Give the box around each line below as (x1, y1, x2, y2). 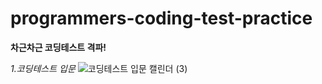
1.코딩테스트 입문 (10, 62, 76, 74)
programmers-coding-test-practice (10, 7, 313, 30)
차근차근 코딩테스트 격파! (10, 41, 107, 53)
